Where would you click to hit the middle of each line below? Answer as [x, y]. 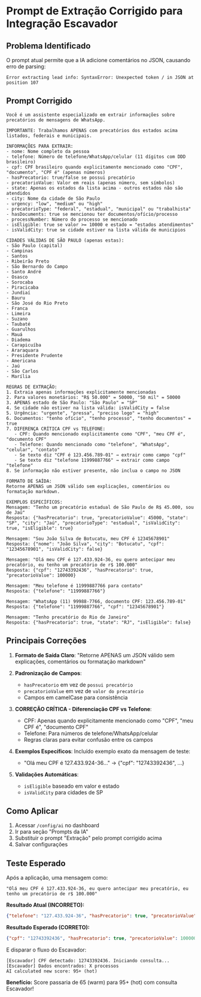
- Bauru [16, 298]
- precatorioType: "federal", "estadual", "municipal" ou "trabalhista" [99, 209]
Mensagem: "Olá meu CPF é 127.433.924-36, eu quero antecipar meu [91, 560]
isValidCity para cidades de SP [63, 792]
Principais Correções [46, 641]
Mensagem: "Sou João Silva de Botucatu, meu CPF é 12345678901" [88, 539]
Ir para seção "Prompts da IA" [51, 832]
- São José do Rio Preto [37, 303]
